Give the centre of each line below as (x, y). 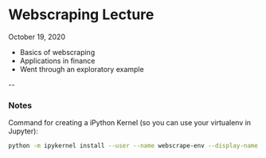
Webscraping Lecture (81, 15)
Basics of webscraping (57, 52)
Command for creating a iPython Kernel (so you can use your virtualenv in (130, 123)
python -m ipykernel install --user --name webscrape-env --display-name (133, 146)
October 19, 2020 (37, 37)
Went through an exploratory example (82, 69)
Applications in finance (57, 61)
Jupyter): (23, 131)
